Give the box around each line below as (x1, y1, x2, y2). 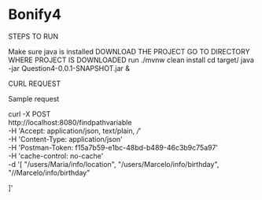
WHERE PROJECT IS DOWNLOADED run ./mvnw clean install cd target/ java (8, 55, 254, 65)
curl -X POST (8, 109, 51, 119)
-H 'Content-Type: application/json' (8, 134, 124, 143)
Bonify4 (8, 6, 61, 24)
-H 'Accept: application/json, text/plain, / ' (8, 126, 142, 135)
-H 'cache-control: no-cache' (8, 151, 104, 161)
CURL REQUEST (8, 79, 61, 88)
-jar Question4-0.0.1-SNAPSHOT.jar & (8, 63, 131, 72)
